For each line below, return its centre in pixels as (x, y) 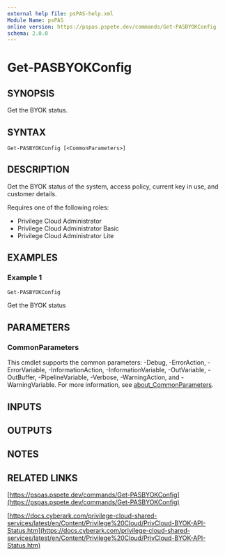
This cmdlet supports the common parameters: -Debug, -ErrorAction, (107, 363)
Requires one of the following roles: (58, 207)
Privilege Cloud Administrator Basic (68, 228)
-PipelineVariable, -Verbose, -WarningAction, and (109, 377)
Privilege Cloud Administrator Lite (65, 235)
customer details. (32, 193)
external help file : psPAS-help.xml (60, 14)
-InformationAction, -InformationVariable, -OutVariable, (127, 370)
